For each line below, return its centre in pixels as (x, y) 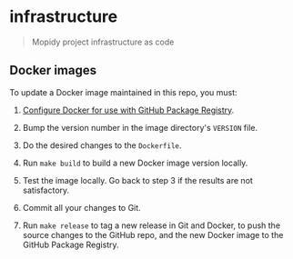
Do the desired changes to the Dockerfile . (102, 145)
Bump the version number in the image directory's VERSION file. (140, 127)
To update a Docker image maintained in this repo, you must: (124, 92)
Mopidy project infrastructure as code (103, 42)
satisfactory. (46, 190)
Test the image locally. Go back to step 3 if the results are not (137, 180)
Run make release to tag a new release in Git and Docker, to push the (151, 225)
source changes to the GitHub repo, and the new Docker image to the (153, 234)
